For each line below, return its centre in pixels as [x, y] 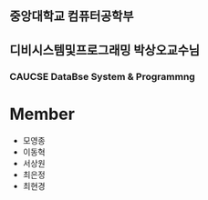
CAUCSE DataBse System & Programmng [103, 76]
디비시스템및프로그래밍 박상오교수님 [105, 50]
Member [42, 114]
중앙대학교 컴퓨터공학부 [72, 16]
